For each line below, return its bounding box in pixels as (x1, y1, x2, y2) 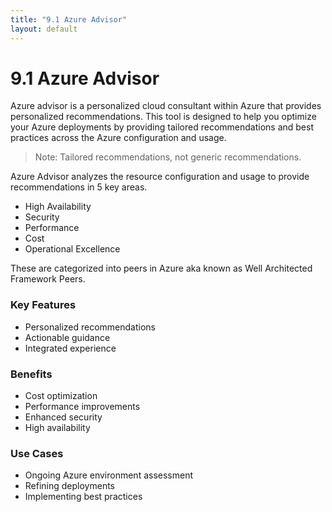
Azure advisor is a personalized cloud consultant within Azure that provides (10, 100, 322, 112)
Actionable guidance (24, 331, 111, 343)
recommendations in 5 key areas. (10, 181, 148, 193)
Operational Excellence (24, 243, 121, 255)
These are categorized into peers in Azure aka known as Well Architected (10, 262, 313, 275)
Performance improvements (24, 401, 141, 413)
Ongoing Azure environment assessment (24, 469, 194, 481)
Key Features (10, 298, 77, 312)
